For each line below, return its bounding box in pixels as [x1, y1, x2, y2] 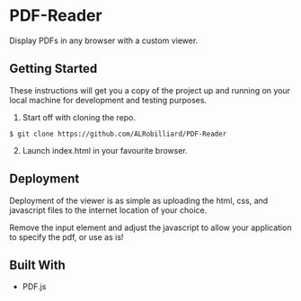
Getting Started [9, 61, 98, 76]
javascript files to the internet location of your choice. [9, 204, 208, 216]
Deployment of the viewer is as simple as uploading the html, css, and [9, 195, 269, 206]
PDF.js [22, 281, 47, 292]
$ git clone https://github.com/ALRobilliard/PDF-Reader [9, 129, 227, 138]
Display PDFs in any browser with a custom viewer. [9, 35, 199, 46]
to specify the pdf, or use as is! [9, 231, 124, 243]
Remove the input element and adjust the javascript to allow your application [9, 222, 292, 233]
